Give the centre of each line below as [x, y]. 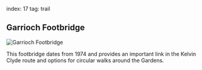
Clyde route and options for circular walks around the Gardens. [85, 60]
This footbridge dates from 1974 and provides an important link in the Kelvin [101, 54]
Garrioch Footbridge [46, 27]
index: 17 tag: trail [28, 9]
